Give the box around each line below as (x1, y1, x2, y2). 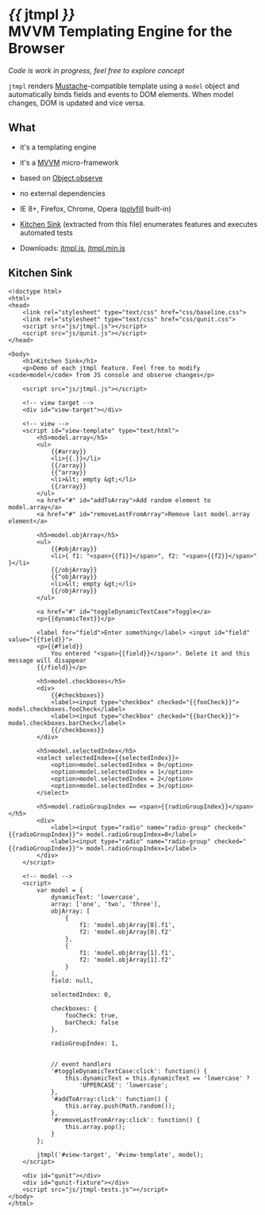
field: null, (50, 976, 94, 984)
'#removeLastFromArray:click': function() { (50, 1116, 201, 1123)
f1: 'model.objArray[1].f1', (79, 948, 176, 956)
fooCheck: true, (64, 1011, 119, 1019)
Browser (8, 40, 65, 57)
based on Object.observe (19, 173, 103, 182)
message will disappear (8, 656, 87, 664)
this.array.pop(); (64, 1123, 126, 1131)
